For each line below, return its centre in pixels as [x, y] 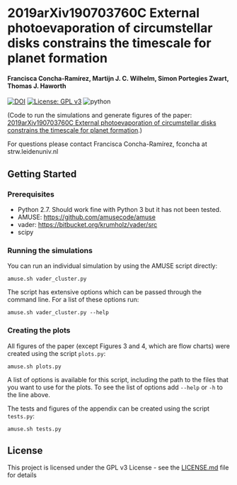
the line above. [29, 394]
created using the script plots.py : [57, 353]
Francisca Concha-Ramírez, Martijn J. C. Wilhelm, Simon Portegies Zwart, [118, 78]
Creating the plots [39, 330]
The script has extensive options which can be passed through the [104, 292]
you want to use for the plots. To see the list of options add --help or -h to [115, 387]
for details [22, 475]
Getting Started [42, 174]
